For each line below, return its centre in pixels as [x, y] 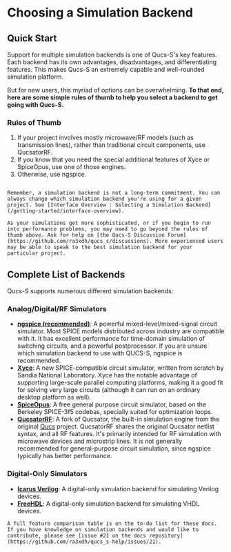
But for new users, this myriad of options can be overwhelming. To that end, [115, 90]
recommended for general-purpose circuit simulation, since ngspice [114, 448]
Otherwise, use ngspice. [52, 175]
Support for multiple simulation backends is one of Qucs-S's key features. [112, 55]
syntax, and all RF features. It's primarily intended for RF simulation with [119, 434]
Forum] [177, 235]
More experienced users [189, 241]
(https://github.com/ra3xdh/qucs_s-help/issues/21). [84, 542]
